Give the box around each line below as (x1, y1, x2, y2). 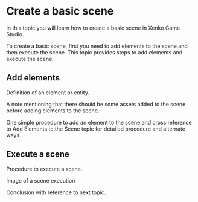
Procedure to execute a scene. (6, 165, 83, 172)
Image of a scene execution (6, 177, 75, 184)
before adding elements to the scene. (6, 107, 100, 114)
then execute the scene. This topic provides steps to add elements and (6, 48, 183, 56)
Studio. (6, 30, 24, 37)
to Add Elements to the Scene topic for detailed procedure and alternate (6, 125, 186, 132)
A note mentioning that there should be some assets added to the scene (6, 100, 186, 108)
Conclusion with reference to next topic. (6, 189, 106, 196)
